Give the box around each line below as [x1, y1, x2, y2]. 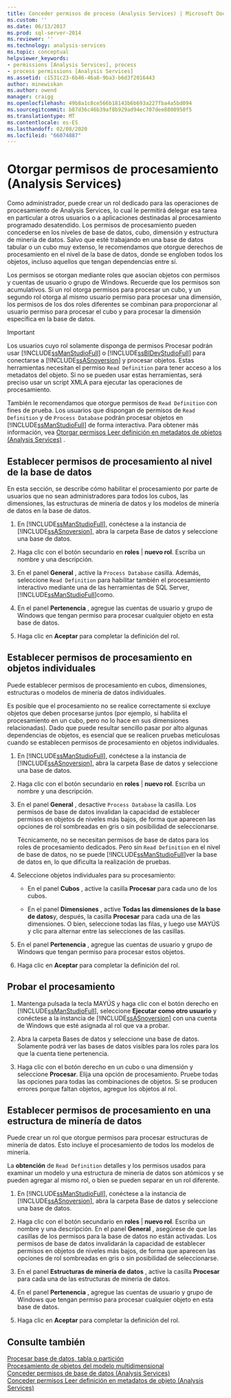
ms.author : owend [7, 87, 57, 94]
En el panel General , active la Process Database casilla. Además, [16, 569, 201, 576]
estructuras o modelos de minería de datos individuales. [7, 688, 166, 696]
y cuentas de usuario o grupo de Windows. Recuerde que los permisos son [7, 278, 221, 287]
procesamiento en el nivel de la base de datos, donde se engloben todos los [7, 250, 223, 259]
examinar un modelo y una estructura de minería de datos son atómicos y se [7, 1169, 224, 1177]
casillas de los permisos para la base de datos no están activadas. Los [16, 1232, 217, 1241]
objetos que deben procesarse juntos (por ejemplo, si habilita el [7, 709, 188, 717]
